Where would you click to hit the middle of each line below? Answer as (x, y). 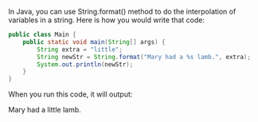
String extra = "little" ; (80, 49)
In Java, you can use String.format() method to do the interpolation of (122, 12)
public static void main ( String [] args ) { (94, 42)
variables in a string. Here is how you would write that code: (107, 20)
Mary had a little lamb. (45, 110)
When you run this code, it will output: (70, 94)
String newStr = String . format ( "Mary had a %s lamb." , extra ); (144, 57)
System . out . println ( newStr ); (85, 64)
